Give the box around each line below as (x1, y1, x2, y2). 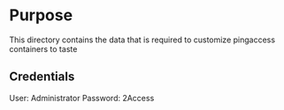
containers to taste (9, 43, 78, 54)
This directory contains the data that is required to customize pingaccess (9, 34, 276, 45)
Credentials (9, 70, 75, 84)
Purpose (9, 5, 73, 26)
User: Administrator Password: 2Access (9, 92, 155, 103)
